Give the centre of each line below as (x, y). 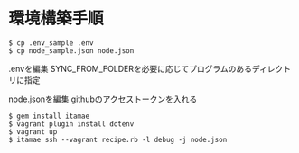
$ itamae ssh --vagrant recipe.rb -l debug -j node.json (118, 139)
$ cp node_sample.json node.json (71, 50)
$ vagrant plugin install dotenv (71, 124)
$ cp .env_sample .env (51, 43)
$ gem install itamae (49, 116)
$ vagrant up (33, 131)
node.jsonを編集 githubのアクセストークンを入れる (103, 99)
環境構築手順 (56, 18)
